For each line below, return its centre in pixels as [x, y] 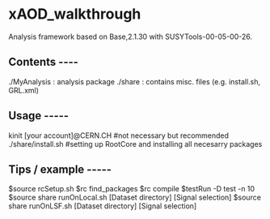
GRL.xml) [23, 90]
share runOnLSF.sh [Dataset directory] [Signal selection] [103, 206]
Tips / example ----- [60, 169]
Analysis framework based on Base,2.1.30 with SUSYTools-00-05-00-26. [131, 36]
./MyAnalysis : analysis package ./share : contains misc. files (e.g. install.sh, [135, 81]
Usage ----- [39, 116]
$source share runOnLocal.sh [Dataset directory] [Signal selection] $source [135, 198]
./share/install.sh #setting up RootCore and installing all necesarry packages [135, 144]
